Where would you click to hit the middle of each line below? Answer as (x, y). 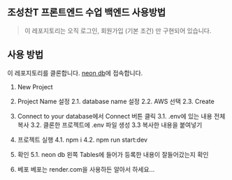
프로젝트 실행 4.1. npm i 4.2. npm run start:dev (82, 140)
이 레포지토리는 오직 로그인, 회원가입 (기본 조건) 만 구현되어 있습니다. (118, 31)
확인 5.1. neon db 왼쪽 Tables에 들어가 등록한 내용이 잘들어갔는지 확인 (113, 154)
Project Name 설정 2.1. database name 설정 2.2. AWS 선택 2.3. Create (116, 101)
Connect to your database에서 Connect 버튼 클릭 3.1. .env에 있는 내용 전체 (121, 116)
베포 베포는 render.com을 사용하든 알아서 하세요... (86, 169)
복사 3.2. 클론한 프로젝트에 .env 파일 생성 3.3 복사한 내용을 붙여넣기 (110, 125)
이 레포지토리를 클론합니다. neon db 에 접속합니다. (75, 73)
